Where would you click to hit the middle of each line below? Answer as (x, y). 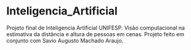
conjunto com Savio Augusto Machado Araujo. (65, 40)
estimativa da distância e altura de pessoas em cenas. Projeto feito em (95, 34)
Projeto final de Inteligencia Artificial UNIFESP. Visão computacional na (96, 28)
